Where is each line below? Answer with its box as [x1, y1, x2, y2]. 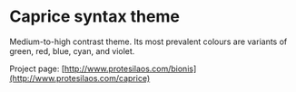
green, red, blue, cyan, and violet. [9, 45, 135, 56]
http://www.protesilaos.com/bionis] [64, 63, 197, 74]
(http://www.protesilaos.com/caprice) [9, 72, 151, 83]
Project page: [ [9, 63, 65, 74]
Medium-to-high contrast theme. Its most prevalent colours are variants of [9, 36, 288, 47]
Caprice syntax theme [9, 6, 180, 27]
